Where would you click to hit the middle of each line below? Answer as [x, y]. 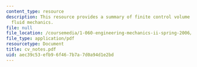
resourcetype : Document [35, 44]
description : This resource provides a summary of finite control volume [98, 17]
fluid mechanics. [33, 22]
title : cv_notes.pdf [31, 50]
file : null [19, 28]
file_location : [25, 33]
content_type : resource [35, 11]
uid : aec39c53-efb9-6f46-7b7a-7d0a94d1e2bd [60, 55]
